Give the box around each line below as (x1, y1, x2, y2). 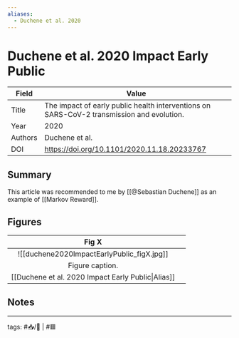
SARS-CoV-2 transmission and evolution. (44, 110, 184, 120)
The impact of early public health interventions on (44, 101, 211, 111)
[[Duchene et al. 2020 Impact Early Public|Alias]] (11, 272, 176, 282)
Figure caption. (68, 261, 119, 271)
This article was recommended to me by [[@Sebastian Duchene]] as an (7, 188, 217, 196)
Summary (7, 168, 52, 180)
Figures (7, 215, 42, 228)
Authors (11, 133, 38, 143)
